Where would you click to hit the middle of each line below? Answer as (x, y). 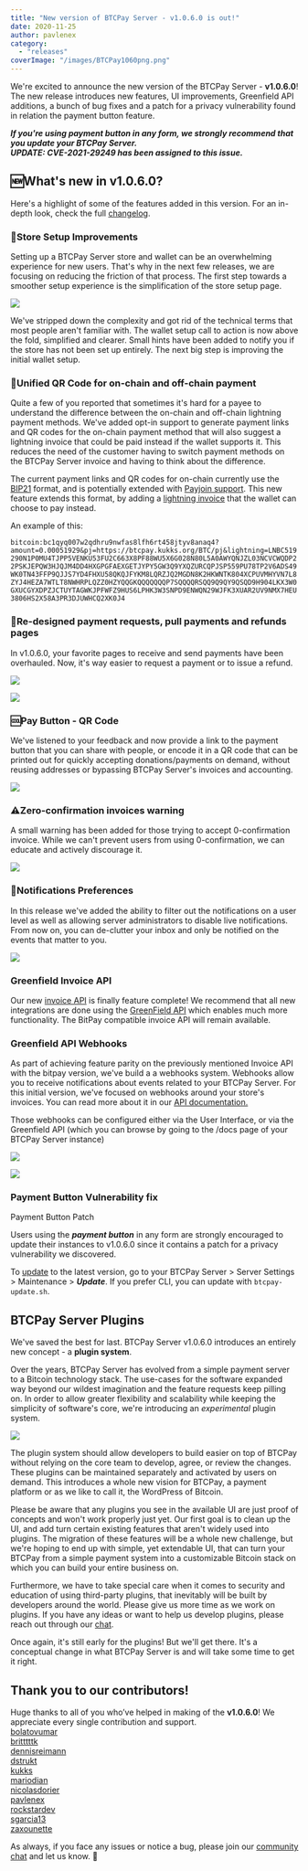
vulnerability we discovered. (64, 1254)
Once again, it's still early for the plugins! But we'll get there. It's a (134, 1642)
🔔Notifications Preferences (72, 890)
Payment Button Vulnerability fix (84, 1197)
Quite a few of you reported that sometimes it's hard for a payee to (136, 403)
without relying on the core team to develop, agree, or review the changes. (151, 1462)
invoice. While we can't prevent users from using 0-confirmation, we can (148, 840)
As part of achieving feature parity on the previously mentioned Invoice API (152, 1063)
